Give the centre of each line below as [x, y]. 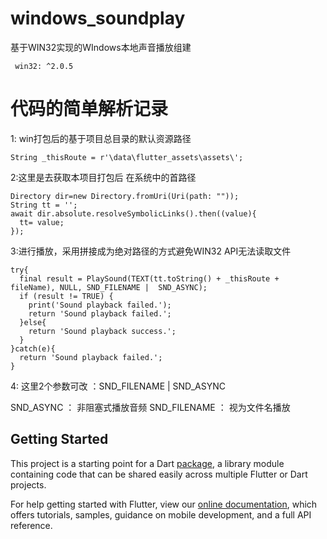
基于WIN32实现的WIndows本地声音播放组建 [101, 47]
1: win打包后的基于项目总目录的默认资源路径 [101, 138]
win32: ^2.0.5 [44, 66]
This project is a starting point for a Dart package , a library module [147, 463]
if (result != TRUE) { [66, 296]
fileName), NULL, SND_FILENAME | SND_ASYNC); [109, 287]
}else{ [33, 322]
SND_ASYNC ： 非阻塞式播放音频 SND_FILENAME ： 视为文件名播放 [150, 407]
